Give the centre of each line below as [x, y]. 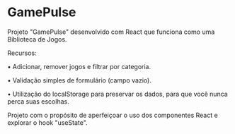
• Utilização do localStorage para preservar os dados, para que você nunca [117, 94]
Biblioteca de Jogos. [37, 39]
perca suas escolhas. [38, 101]
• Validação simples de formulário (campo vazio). [80, 80]
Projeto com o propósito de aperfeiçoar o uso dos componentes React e [113, 115]
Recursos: [22, 53]
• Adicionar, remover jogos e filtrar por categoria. [79, 66]
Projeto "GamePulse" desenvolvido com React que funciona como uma [111, 32]
